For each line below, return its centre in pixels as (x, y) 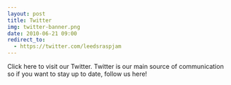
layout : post (26, 14)
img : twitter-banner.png (44, 27)
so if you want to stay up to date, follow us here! (77, 74)
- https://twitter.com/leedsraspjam (67, 46)
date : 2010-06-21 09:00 (42, 33)
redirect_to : (26, 40)
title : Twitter (30, 20)
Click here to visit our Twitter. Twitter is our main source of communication (115, 66)
